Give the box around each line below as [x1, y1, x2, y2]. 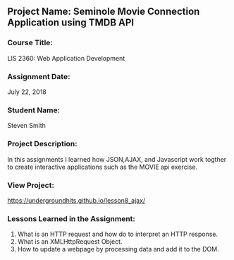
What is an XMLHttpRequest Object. [17, 237, 123, 246]
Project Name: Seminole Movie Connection [7, 6, 200, 18]
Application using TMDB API [7, 17, 135, 29]
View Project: [7, 180, 55, 190]
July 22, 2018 [7, 88, 47, 96]
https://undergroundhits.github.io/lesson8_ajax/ [7, 196, 146, 204]
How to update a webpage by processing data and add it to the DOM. [17, 245, 220, 254]
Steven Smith [7, 122, 46, 130]
